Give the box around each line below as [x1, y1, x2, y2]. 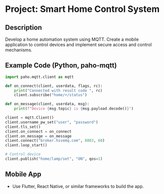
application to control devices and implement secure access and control [5, 42, 152, 48]
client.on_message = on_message [5, 133, 72, 138]
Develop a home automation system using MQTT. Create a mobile [5, 36, 139, 42]
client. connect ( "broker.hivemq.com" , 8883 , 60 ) [5, 138, 105, 143]
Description [5, 23, 42, 32]
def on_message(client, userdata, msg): [5, 102, 90, 107]
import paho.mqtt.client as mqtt [5, 74, 74, 79]
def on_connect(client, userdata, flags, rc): [5, 83, 103, 88]
